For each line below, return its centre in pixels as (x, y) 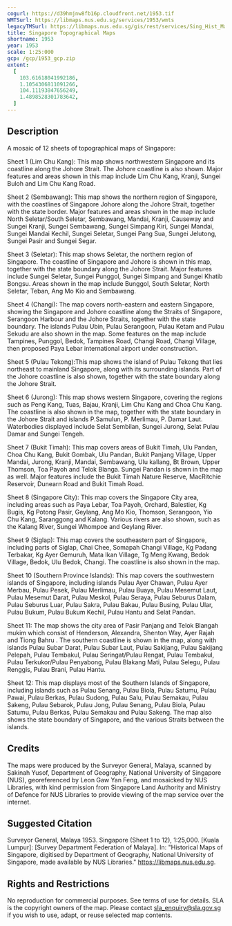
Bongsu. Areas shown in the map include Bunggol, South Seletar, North (108, 283)
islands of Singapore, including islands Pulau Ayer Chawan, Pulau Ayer (107, 582)
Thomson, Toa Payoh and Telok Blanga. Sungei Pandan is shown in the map (115, 469)
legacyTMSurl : (28, 26)
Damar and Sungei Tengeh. (46, 434)
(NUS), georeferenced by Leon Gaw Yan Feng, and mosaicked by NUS (107, 780)
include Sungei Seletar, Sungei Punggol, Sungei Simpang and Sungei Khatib (115, 276)
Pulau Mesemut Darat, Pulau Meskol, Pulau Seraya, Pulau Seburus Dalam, (112, 597)
